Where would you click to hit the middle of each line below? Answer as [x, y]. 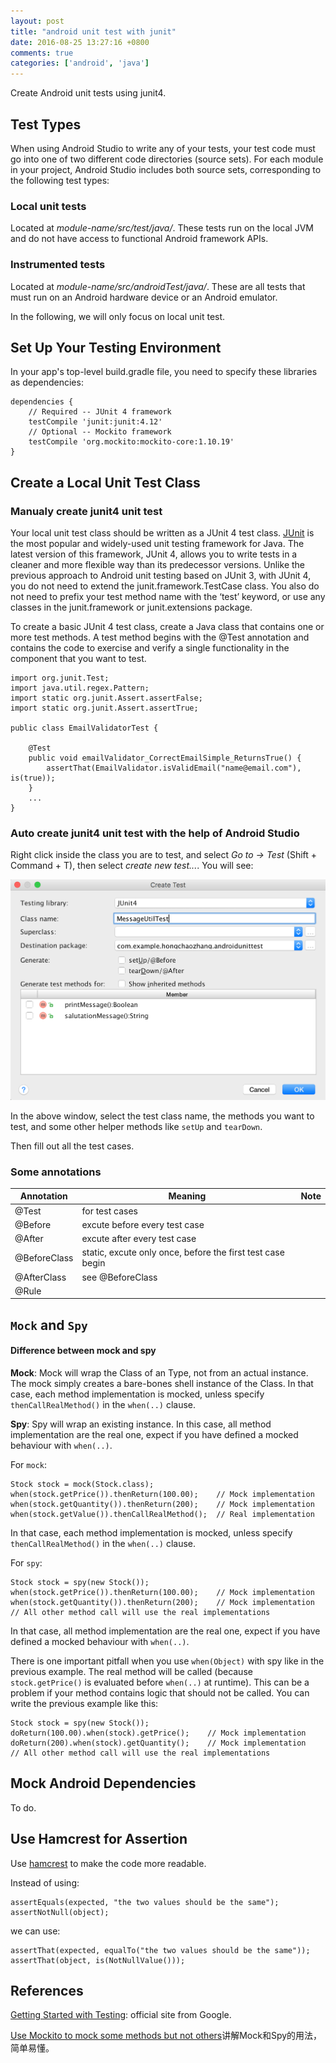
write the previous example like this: [84, 1703]
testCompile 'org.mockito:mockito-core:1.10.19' [131, 442]
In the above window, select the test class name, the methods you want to [162, 1116]
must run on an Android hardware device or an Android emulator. [144, 297]
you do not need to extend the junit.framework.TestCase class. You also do [165, 586]
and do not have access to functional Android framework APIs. [139, 239]
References [47, 1990]
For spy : [26, 1562]
